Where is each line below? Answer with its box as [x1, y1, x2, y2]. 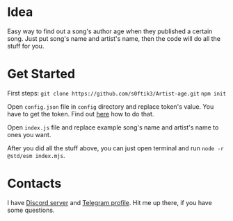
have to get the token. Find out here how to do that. [7, 109, 154, 118]
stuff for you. [7, 42, 45, 50]
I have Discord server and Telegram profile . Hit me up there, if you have [7, 198, 212, 206]
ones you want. [7, 130, 51, 139]
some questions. [7, 206, 55, 214]
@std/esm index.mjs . [7, 151, 65, 159]
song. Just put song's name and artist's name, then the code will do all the [7, 34, 221, 42]
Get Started [7, 67, 75, 82]
